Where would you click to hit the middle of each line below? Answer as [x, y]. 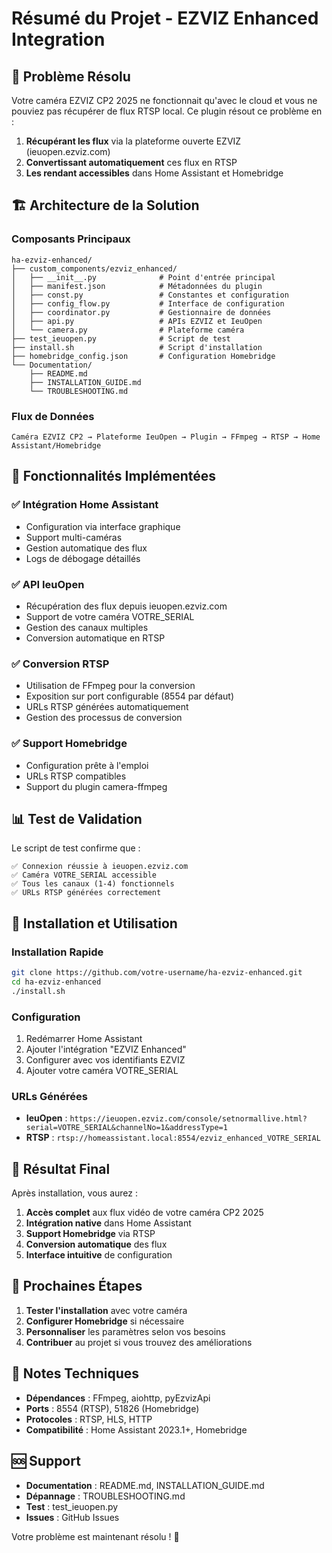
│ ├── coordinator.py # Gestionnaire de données [141, 312]
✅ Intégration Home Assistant [85, 505]
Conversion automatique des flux [96, 1244]
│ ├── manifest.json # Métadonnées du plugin [137, 286]
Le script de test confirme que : [76, 848]
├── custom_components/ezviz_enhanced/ [94, 268]
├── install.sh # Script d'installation [137, 347]
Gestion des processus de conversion [104, 718]
